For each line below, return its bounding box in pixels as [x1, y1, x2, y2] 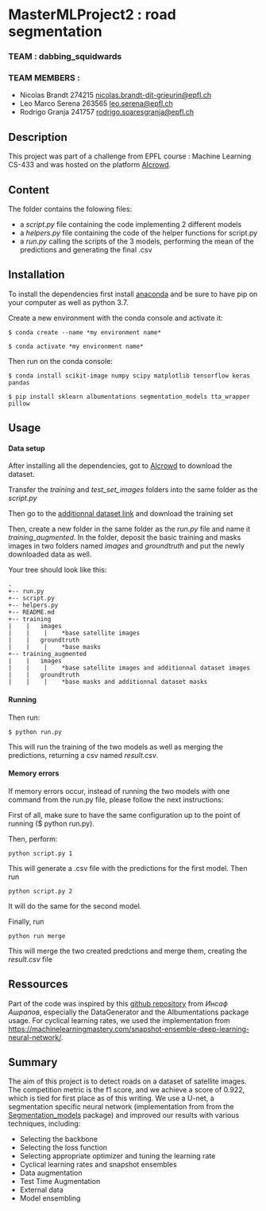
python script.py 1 [8, 850, 73, 857]
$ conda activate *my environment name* [8, 342, 145, 350]
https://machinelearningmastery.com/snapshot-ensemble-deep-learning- [8, 1024, 250, 1033]
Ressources [8, 978, 69, 991]
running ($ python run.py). [8, 818, 95, 828]
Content [8, 183, 50, 197]
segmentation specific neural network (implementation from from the [8, 1102, 234, 1111]
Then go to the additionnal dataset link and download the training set [8, 509, 233, 518]
